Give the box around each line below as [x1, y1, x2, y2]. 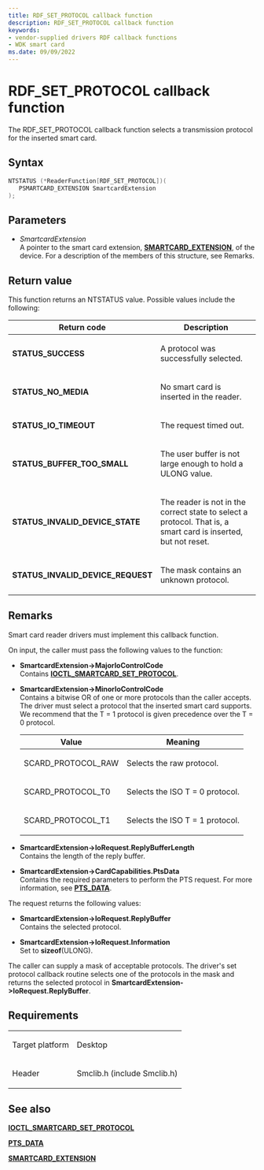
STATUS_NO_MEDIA [12, 387, 89, 397]
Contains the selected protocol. [19, 922, 122, 931]
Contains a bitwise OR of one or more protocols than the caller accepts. [19, 693, 251, 702]
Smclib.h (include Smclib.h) [76, 1068, 178, 1079]
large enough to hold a [159, 459, 244, 469]
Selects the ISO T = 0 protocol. [126, 786, 240, 797]
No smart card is [159, 381, 222, 392]
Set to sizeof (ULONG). [19, 945, 93, 955]
